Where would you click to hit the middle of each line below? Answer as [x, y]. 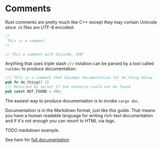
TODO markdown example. [32, 130]
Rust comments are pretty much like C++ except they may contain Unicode [81, 22]
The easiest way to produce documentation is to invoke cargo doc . [72, 100]
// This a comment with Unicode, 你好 [44, 54]
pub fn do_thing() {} [27, 82]
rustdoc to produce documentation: [41, 69]
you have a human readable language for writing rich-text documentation [79, 115]
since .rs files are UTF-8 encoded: [40, 27]
